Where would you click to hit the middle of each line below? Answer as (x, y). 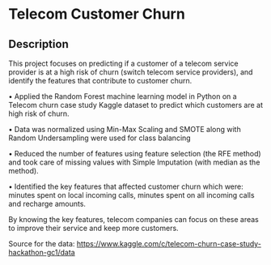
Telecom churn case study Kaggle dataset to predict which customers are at (135, 105)
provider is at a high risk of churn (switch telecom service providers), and (131, 72)
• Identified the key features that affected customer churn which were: (126, 186)
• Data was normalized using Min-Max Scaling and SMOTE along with (125, 129)
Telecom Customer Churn (97, 14)
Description (38, 44)
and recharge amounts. (47, 204)
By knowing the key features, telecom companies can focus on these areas (133, 219)
